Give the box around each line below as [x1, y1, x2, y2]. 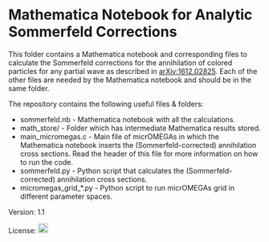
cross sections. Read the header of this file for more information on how [19, 149, 259, 158]
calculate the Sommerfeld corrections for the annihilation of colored [8, 58, 233, 68]
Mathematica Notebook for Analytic [8, 6, 253, 24]
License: [8, 225, 37, 235]
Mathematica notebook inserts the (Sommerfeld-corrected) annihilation [19, 140, 257, 150]
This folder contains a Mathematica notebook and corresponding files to [8, 49, 247, 59]
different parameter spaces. [19, 191, 112, 201]
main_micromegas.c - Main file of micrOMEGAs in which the [19, 131, 219, 142]
